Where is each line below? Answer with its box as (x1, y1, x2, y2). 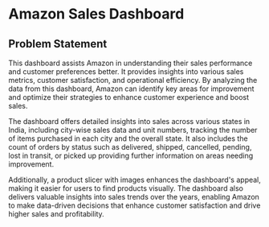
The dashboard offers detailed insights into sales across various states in (8, 117, 251, 126)
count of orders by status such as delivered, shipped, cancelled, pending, (8, 142, 252, 151)
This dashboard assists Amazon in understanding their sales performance (8, 58, 253, 68)
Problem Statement (8, 37, 108, 51)
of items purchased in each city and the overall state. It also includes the (8, 134, 248, 143)
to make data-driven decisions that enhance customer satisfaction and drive (8, 200, 261, 210)
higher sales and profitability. (8, 209, 104, 218)
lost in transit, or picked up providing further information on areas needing (8, 151, 254, 160)
